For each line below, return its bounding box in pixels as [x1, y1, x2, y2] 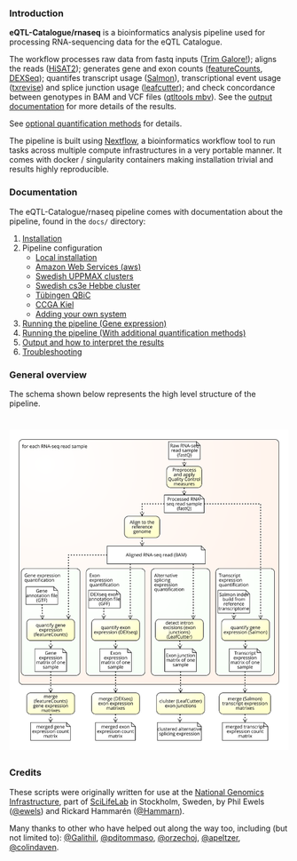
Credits [9, 767, 42, 779]
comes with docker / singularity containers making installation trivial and [9, 155, 273, 165]
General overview [9, 368, 87, 380]
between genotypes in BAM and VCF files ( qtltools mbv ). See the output [9, 92, 273, 102]
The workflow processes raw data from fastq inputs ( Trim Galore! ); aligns [9, 54, 277, 65]
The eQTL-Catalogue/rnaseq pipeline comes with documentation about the [9, 206, 284, 217]
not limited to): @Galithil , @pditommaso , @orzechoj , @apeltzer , [9, 832, 241, 842]
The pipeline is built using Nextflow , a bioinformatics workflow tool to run [9, 136, 276, 147]
